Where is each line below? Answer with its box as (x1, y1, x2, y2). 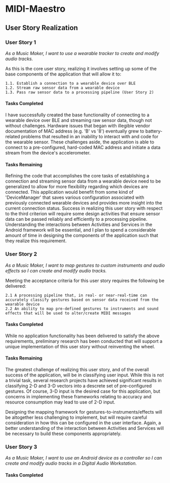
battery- (145, 128, 162, 134)
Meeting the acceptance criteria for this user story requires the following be (5, 277, 165, 284)
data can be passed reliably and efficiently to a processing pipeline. (5, 216, 148, 222)
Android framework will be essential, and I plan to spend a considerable (5, 227, 156, 233)
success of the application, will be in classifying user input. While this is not (5, 372, 164, 378)
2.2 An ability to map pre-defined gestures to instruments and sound (5, 306, 159, 311)
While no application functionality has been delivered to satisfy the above (5, 333, 160, 339)
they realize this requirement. (5, 238, 67, 244)
